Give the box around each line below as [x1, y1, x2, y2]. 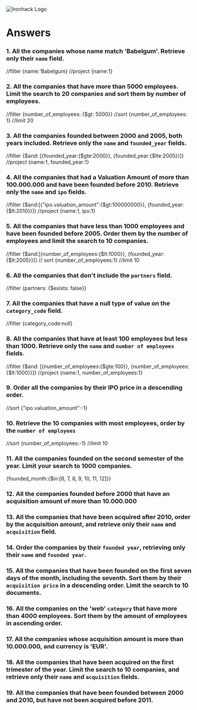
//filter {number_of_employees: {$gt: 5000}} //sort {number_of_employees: [6, 111, 188, 118]
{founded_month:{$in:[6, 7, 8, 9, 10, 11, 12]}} [6, 475, 112, 482]
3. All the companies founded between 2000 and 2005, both [6, 131, 182, 139]
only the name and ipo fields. [6, 188, 87, 196]
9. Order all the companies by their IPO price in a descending [6, 384, 183, 392]
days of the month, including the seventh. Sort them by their [6, 574, 182, 582]
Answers [6, 26, 51, 39]
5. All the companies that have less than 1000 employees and [6, 222, 185, 231]
